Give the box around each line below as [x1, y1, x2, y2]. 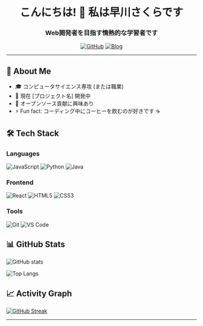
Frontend [6, 178, 34, 187]
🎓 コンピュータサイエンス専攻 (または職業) [14, 83, 124, 90]
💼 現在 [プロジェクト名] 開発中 [14, 92, 91, 100]
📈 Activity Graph [6, 288, 72, 299]
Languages [6, 149, 40, 158]
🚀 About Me [6, 66, 51, 76]
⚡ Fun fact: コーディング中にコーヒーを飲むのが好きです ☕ [14, 107, 161, 115]
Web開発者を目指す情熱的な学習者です [45, 28, 158, 37]
